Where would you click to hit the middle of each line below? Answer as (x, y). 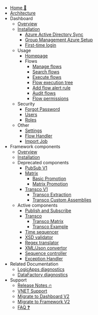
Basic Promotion (49, 179)
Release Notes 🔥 (34, 285)
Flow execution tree (53, 82)
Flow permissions (50, 98)
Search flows (46, 72)
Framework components (35, 146)
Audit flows (44, 93)
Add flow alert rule (51, 88)
